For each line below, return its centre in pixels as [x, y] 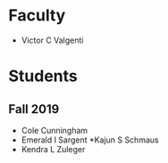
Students [43, 76]
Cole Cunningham [55, 130]
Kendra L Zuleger [53, 149]
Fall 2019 [34, 109]
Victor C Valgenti [52, 40]
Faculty [37, 16]
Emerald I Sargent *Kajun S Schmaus [90, 140]
